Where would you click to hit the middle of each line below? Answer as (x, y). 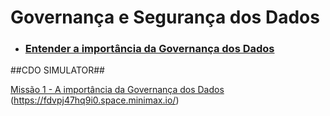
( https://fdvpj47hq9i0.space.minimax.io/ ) (95, 100)
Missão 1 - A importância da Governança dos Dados (117, 90)
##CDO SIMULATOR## (57, 70)
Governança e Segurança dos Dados (165, 17)
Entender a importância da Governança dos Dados (149, 49)
